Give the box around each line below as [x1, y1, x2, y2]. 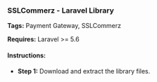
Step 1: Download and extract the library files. [17, 67, 151, 75]
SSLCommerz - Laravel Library [7, 6, 115, 15]
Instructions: [7, 51, 46, 60]
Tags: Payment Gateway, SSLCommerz [7, 22, 122, 30]
